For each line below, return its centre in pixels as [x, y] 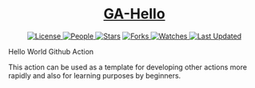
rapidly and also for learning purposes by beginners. [95, 75]
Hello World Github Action [51, 51]
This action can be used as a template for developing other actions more [128, 67]
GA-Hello [134, 14]
